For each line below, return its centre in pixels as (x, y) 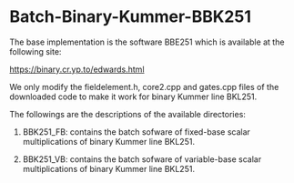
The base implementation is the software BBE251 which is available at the (147, 42)
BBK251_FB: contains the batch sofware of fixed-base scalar (136, 132)
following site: (35, 51)
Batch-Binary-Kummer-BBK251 (131, 17)
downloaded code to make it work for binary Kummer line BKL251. (133, 97)
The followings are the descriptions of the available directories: (127, 114)
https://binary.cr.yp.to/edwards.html (77, 69)
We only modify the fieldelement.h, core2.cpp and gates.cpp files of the (144, 86)
